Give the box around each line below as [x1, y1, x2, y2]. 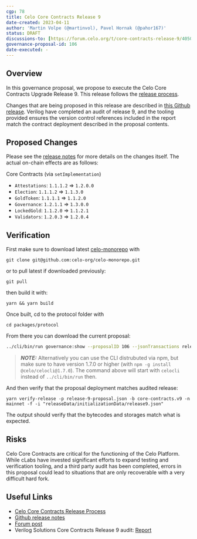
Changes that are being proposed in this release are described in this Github [6, 102, 191, 109]
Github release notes [14, 514, 66, 521]
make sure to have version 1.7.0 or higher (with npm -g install [20, 361, 171, 368]
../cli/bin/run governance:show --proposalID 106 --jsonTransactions [6, 344, 180, 350]
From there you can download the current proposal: [6, 332, 131, 339]
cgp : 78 [6, 8, 25, 15]
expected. [6, 417, 30, 425]
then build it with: [6, 289, 48, 297]
